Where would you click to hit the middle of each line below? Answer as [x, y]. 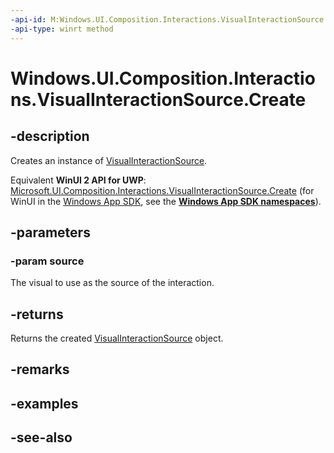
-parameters [50, 232]
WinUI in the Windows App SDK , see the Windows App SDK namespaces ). [166, 201]
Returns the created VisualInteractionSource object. [117, 338]
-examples [44, 403]
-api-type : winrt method [62, 29]
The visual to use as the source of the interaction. [112, 283]
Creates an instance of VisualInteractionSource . [109, 160]
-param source [47, 261]
